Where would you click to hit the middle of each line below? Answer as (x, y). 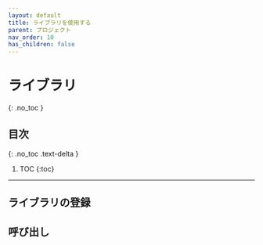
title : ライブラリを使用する (50, 23)
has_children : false (42, 45)
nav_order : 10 (31, 37)
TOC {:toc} (37, 168)
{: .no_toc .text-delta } (43, 153)
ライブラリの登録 (49, 203)
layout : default (34, 15)
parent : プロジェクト (40, 30)
